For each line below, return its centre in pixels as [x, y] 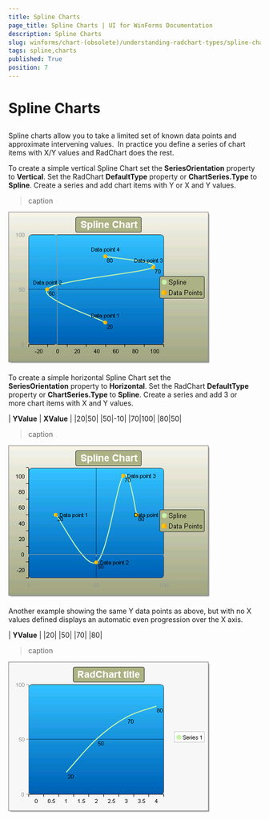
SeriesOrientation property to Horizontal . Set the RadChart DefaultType [129, 386]
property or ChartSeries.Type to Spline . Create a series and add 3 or [123, 395]
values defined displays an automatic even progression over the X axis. [126, 620]
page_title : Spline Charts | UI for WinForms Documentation [111, 25]
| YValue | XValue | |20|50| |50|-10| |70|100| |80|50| [95, 419]
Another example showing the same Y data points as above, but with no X [130, 611]
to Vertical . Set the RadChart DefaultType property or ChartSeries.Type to [133, 177]
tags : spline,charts [43, 51]
